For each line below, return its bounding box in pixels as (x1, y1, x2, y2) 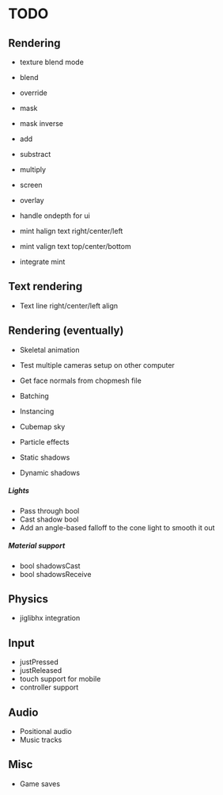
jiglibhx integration (19, 613, 81, 623)
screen (19, 180, 43, 189)
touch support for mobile (19, 675, 101, 684)
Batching (19, 391, 49, 400)
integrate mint (19, 257, 66, 266)
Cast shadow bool (19, 514, 79, 524)
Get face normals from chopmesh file (19, 376, 142, 385)
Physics (8, 592, 49, 606)
